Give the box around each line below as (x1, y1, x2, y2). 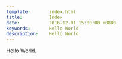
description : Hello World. (6, 31, 82, 37)
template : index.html (6, 8, 77, 15)
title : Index (6, 14, 63, 20)
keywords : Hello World (6, 25, 79, 32)
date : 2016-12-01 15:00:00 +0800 (6, 20, 117, 26)
